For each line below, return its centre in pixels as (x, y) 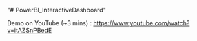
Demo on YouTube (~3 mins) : (49, 23)
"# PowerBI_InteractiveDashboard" (57, 10)
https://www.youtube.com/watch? (141, 23)
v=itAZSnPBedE (30, 30)
